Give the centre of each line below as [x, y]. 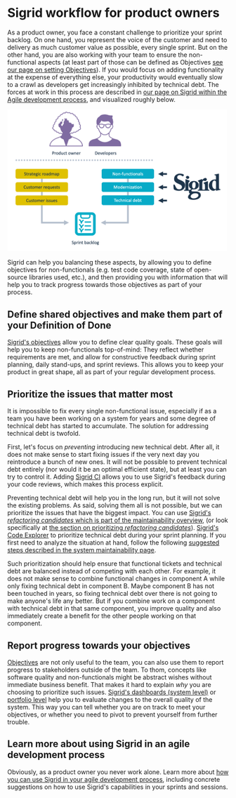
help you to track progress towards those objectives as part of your [105, 285]
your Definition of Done [59, 325]
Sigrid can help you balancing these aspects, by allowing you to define [110, 262]
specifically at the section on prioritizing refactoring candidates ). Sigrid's [113, 528]
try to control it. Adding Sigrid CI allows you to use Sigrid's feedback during [117, 477]
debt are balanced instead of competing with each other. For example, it [112, 571]
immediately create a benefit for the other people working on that [102, 616]
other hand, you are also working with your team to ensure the [97, 55]
